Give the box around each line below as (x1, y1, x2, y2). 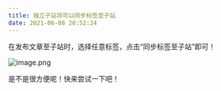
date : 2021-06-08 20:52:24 (8, 19, 97, 27)
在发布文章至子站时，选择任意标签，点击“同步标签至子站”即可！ (8, 41, 216, 51)
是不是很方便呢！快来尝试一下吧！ (8, 74, 120, 83)
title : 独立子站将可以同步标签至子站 (8, 11, 116, 20)
